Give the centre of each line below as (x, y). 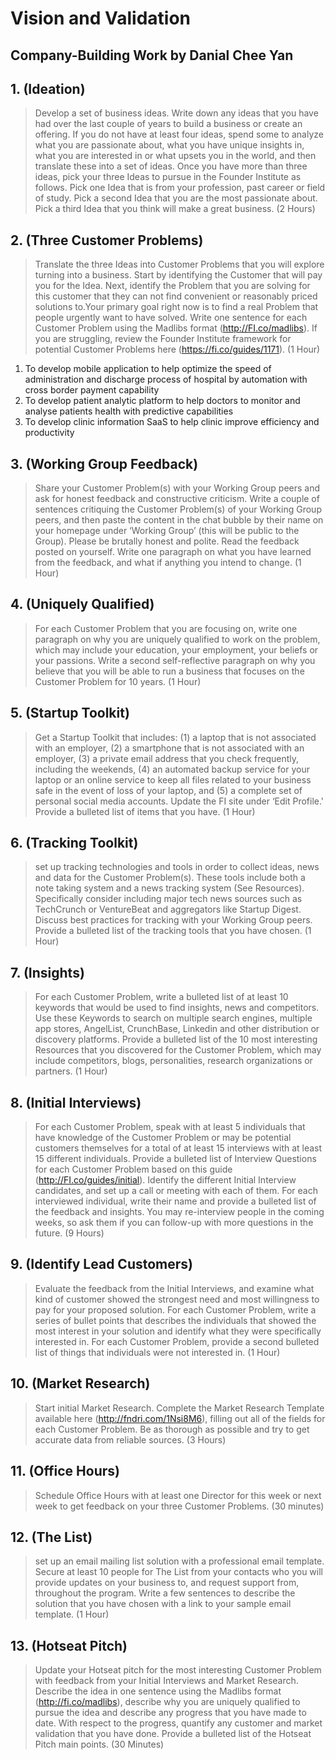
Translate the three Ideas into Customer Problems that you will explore (179, 264)
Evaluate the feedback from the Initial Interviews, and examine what (174, 1288)
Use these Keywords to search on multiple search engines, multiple (173, 1018)
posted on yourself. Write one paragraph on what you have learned (173, 552)
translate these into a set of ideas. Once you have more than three (171, 166)
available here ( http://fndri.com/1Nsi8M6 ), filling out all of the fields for (180, 1418)
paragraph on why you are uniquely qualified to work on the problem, (177, 639)
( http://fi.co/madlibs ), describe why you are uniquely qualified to (167, 1702)
